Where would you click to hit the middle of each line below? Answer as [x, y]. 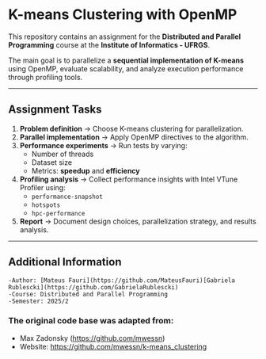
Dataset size [52, 162]
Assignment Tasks [55, 110]
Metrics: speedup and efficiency [85, 170]
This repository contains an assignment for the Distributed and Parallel [125, 36]
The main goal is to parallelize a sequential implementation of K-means [126, 60]
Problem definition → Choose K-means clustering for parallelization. [131, 128]
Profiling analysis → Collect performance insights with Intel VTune [129, 179]
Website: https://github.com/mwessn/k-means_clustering [113, 346]
